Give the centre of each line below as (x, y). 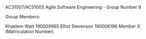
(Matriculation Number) (29, 31)
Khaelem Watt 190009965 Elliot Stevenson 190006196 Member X (73, 26)
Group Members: (23, 17)
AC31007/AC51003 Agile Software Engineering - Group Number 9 (73, 7)
